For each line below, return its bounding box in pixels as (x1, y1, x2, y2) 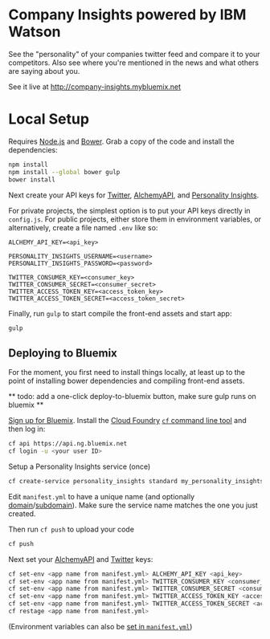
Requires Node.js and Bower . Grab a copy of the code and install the (8, 136, 235, 146)
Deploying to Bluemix (8, 346, 118, 360)
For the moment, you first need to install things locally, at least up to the (8, 368, 246, 377)
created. (8, 508, 36, 519)
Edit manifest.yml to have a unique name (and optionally (8, 491, 195, 501)
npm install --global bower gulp (8, 168, 121, 176)
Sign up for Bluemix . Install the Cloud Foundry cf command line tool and (8, 416, 247, 425)
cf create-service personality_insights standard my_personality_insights (8, 477, 264, 485)
